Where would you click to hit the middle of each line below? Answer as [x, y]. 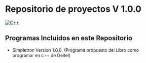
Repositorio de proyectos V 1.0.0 [73, 9]
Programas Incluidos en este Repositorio [69, 38]
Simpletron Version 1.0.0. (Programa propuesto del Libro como [75, 50]
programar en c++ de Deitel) [41, 55]
